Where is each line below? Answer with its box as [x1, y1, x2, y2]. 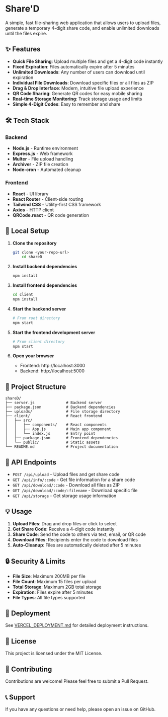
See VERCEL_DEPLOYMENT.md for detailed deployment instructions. [5, 622, 149, 628]
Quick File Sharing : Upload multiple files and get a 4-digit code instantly [12, 58, 163, 64]
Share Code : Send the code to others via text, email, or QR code [12, 531, 146, 537]
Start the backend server [12, 305, 66, 312]
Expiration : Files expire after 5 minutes [12, 589, 93, 595]
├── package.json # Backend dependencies [5, 405, 116, 410]
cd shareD [22, 255, 42, 260]
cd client [12, 292, 34, 297]
